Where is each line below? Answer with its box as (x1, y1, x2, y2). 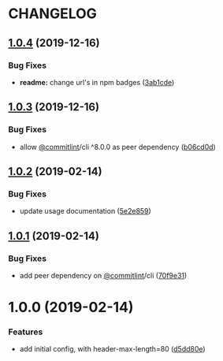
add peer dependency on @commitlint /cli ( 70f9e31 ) (19, 270, 188, 280)
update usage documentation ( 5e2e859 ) (19, 207, 151, 216)
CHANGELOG (8, 5, 97, 23)
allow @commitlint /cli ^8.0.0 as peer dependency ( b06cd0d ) (19, 142, 217, 151)
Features (8, 326, 43, 337)
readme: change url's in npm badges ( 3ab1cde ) (19, 77, 175, 87)
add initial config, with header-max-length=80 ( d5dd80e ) (19, 344, 206, 354)
